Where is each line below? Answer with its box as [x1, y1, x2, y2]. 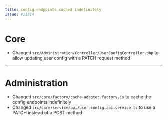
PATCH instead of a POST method [12, 110, 82, 116]
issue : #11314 [5, 12, 35, 17]
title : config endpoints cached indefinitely [5, 7, 101, 12]
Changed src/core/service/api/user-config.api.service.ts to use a [12, 104, 156, 110]
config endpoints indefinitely [12, 99, 71, 105]
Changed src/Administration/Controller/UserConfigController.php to [12, 50, 159, 56]
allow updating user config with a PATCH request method [12, 55, 131, 61]
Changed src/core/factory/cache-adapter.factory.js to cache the [12, 94, 151, 100]
